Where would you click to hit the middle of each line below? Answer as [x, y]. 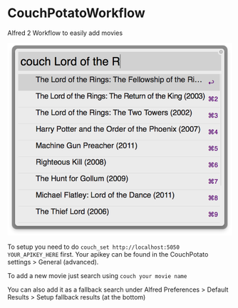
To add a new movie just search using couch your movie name [97, 276]
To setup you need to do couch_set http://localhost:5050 [94, 247]
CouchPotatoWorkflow [76, 13]
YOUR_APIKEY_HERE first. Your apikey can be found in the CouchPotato [108, 255]
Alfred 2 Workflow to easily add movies [65, 33]
